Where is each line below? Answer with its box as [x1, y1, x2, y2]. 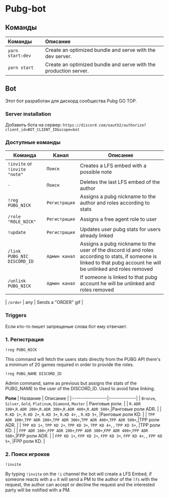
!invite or [8, 160, 33, 167]
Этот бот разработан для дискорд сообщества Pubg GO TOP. [5, 98, 137, 104]
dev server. [45, 53, 72, 59]
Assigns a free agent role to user [79, 216, 157, 223]
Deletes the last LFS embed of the [79, 178, 160, 185]
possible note [79, 168, 112, 175]
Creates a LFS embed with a [79, 162, 147, 169]
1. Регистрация [5, 336, 44, 343]
